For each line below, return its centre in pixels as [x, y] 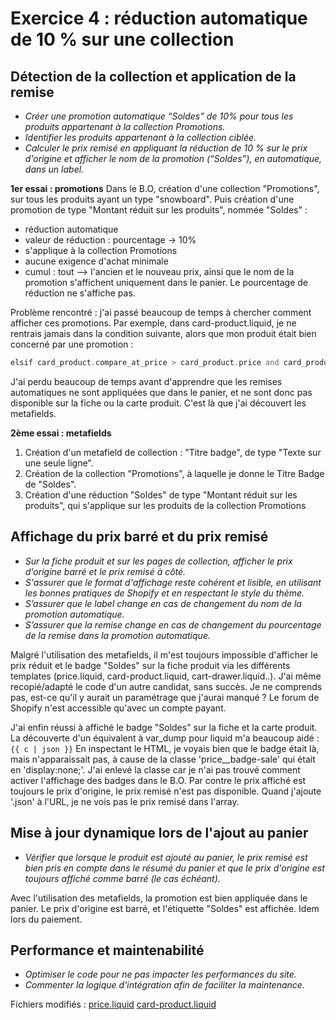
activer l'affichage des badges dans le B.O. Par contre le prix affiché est [158, 780]
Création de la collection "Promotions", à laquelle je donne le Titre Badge [174, 473]
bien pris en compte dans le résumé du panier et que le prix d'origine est [174, 868]
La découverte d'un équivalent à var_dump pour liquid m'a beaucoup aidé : [165, 738]
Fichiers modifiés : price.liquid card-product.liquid [113, 1004]
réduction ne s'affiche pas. [80, 293]
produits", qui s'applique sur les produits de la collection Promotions [165, 505]
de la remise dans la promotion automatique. [117, 635]
